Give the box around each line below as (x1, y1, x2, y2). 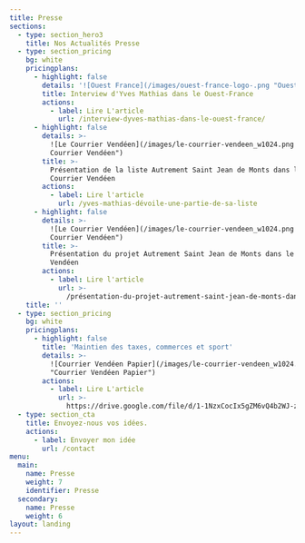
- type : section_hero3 (17, 30, 103, 39)
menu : (9, 452, 30, 461)
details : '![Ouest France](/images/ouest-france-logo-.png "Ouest (42, 81, 299, 90)
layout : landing (9, 519, 71, 529)
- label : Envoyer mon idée (33, 435, 136, 445)
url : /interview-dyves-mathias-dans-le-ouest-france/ (57, 114, 266, 123)
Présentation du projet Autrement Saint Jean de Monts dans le (49, 250, 295, 259)
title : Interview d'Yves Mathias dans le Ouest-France (42, 89, 254, 98)
